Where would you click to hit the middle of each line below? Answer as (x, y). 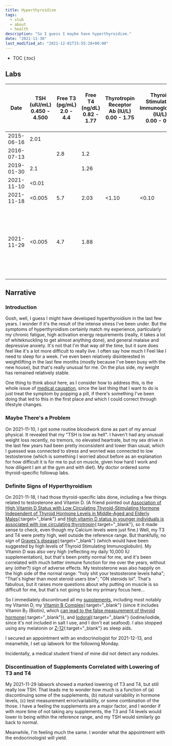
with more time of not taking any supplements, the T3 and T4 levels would (83, 712)
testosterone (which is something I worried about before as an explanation (84, 456)
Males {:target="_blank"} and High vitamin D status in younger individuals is (85, 519)
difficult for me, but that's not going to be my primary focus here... (75, 590)
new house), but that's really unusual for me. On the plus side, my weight (82, 368)
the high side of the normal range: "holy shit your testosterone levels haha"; (85, 573)
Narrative (21, 293)
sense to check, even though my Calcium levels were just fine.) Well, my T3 (85, 530)
